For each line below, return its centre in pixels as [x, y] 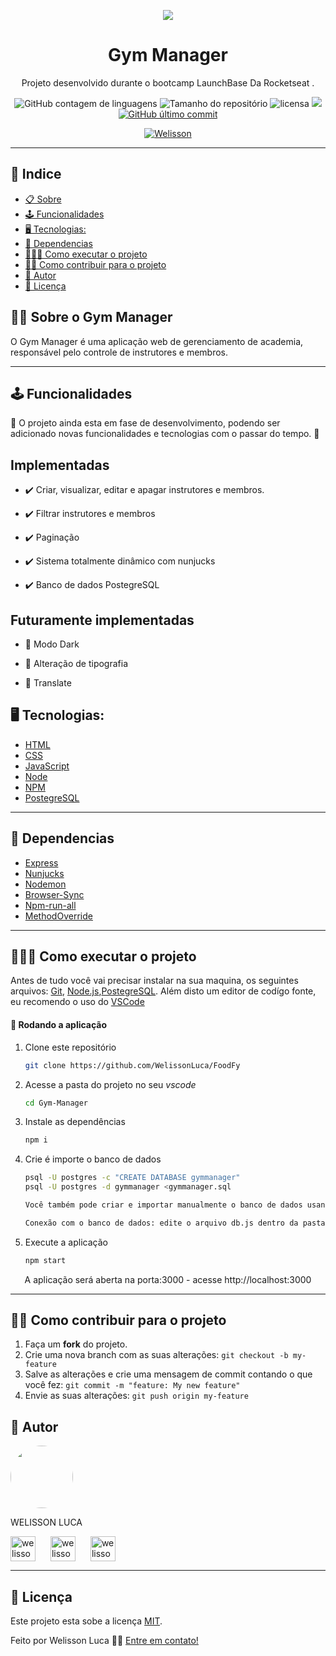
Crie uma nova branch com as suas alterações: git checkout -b [156, 1355]
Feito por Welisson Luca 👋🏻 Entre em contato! [104, 1641]
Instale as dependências [75, 1122]
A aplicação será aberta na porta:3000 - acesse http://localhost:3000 [168, 1279]
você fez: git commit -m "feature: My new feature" [132, 1385]
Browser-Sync [54, 894]
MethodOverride [58, 916]
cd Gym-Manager [56, 1103]
